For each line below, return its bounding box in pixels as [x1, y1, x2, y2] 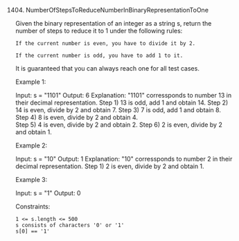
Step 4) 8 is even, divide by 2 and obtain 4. [15, 114, 139, 121]
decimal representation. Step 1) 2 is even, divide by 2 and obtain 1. [15, 162, 204, 170]
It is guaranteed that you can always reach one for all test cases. [15, 64, 200, 72]
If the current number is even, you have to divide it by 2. [15, 40, 196, 47]
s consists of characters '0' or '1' [15, 222, 125, 229]
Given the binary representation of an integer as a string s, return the [15, 19, 212, 27]
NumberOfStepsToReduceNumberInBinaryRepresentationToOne [25, 6, 209, 14]
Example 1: [15, 78, 46, 86]
